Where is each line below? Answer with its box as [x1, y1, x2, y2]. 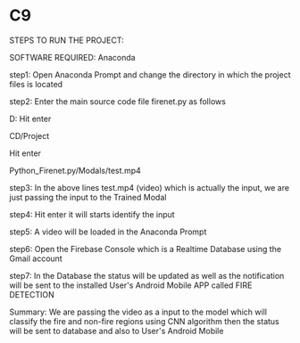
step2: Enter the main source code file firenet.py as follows [9, 95, 226, 107]
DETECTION [9, 289, 55, 299]
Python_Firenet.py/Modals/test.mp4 [9, 165, 141, 176]
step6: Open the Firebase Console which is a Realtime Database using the [9, 243, 282, 254]
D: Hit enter [9, 113, 52, 124]
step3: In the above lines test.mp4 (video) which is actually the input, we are [9, 182, 290, 192]
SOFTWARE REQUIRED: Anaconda [9, 52, 136, 62]
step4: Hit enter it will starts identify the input [9, 208, 176, 219]
